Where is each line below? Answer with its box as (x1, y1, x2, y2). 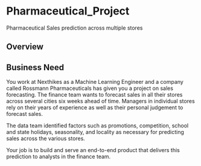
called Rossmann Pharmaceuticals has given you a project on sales (6, 85, 174, 92)
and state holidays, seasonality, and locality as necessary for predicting (6, 129, 184, 136)
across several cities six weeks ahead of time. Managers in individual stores (6, 98, 195, 105)
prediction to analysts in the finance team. (6, 153, 111, 161)
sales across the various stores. (6, 135, 86, 142)
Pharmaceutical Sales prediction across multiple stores (6, 24, 143, 31)
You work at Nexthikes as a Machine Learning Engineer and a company (6, 78, 184, 86)
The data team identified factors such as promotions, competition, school (6, 122, 189, 129)
